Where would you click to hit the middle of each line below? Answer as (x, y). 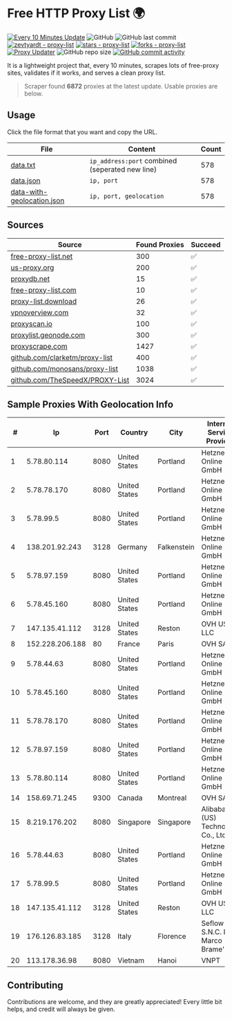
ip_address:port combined (133, 161)
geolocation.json (38, 200)
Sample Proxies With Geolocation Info (90, 404)
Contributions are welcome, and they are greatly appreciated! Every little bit (115, 1002)
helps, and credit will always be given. (61, 1009)
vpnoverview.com (40, 312)
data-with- (29, 192)
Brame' (213, 949)
